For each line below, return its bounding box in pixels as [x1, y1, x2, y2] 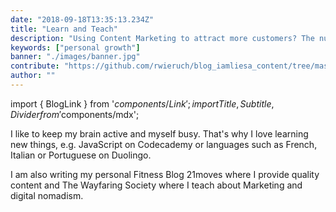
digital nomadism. [10, 189, 84, 201]
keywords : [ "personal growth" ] [10, 42, 141, 53]
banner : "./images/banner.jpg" [10, 52, 141, 62]
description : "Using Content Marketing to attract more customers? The [10, 33, 315, 43]
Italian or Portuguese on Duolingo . [10, 149, 152, 161]
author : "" [10, 71, 56, 81]
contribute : [10, 61, 60, 71]
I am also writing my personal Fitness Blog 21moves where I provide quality [10, 168, 320, 180]
